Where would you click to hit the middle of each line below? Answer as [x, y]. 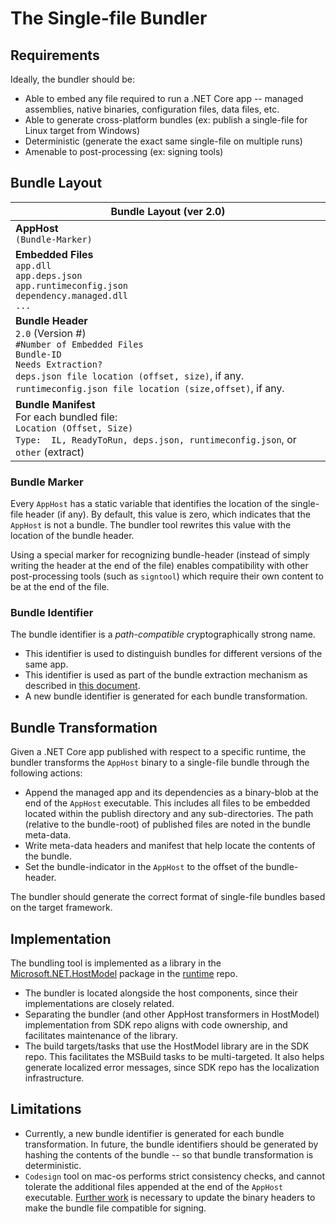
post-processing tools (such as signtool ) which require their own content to [167, 576]
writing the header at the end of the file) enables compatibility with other [159, 566]
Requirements [55, 55]
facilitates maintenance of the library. [101, 1036]
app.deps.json [49, 275]
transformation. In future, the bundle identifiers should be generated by [171, 1144]
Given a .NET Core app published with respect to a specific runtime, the [158, 752]
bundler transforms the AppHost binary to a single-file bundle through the [160, 763]
